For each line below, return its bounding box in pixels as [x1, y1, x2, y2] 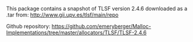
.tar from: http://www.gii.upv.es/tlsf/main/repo [6, 11, 119, 18]
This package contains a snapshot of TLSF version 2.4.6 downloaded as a [6, 5, 188, 12]
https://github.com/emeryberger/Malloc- [51, 23, 151, 30]
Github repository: [6, 23, 50, 30]
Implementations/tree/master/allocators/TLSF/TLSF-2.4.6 [6, 29, 147, 36]
